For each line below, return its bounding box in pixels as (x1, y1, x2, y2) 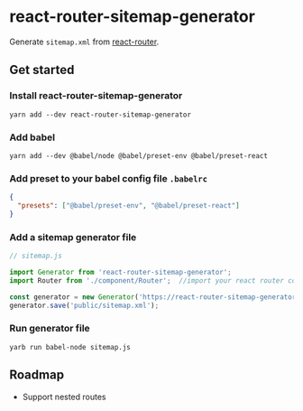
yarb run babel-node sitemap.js (9, 342, 131, 351)
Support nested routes (22, 391, 106, 402)
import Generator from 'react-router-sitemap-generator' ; (9, 268, 232, 277)
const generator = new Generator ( (9, 292, 140, 302)
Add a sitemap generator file (9, 230, 137, 243)
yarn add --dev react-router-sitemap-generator (9, 110, 192, 119)
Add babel (9, 131, 56, 144)
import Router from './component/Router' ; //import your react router (9, 276, 284, 285)
